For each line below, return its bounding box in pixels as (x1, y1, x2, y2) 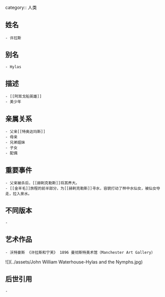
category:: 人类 (5, 5, 37, 10)
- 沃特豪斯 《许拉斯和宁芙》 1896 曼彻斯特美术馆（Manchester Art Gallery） (5, 250, 155, 255)
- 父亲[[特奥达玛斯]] (5, 129, 46, 135)
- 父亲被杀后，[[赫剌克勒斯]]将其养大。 (5, 181, 80, 186)
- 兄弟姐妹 (5, 140, 25, 145)
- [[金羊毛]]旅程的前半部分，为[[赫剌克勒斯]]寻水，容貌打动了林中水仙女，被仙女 (5, 186, 156, 191)
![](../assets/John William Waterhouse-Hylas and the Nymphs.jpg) (5, 258, 143, 265)
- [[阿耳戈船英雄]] (5, 94, 42, 99)
